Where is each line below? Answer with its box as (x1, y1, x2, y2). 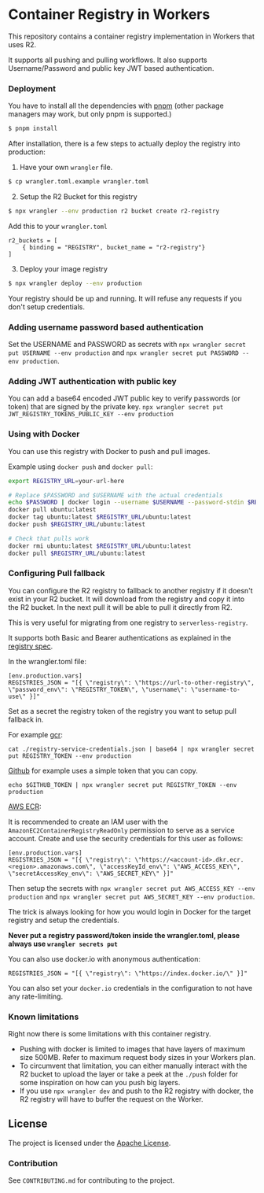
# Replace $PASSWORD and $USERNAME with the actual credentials (8, 491, 223, 499)
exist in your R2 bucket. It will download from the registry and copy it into (8, 594, 245, 604)
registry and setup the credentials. (8, 915, 119, 925)
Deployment (8, 83, 57, 94)
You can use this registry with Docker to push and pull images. (8, 446, 211, 456)
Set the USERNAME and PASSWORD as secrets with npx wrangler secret (8, 340, 246, 349)
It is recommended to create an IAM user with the (8, 817, 169, 826)
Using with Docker (8, 429, 80, 440)
